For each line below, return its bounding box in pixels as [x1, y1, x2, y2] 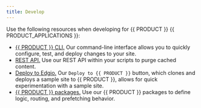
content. [15, 63, 36, 70]
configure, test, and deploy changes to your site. [15, 49, 137, 57]
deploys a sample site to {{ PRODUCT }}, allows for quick [15, 75, 158, 83]
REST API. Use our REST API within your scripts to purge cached [15, 56, 177, 63]
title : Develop [6, 8, 45, 15]
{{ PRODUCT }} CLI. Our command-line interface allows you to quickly [15, 43, 191, 51]
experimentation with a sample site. [15, 82, 104, 89]
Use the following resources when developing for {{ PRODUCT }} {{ [6, 25, 174, 33]
